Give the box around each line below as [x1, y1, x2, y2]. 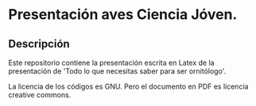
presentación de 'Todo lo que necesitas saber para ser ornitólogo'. [8, 66, 227, 76]
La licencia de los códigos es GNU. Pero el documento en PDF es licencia [8, 81, 249, 91]
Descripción [8, 37, 70, 51]
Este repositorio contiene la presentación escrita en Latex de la [8, 58, 215, 67]
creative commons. [8, 90, 72, 100]
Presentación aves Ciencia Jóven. [8, 6, 238, 24]
